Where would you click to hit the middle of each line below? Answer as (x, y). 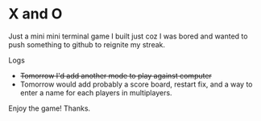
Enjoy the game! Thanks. (50, 108)
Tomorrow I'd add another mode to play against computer (116, 75)
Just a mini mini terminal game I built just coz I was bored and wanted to (128, 36)
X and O (35, 14)
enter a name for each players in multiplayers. (96, 92)
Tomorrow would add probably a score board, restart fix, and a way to (136, 84)
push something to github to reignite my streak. (87, 44)
